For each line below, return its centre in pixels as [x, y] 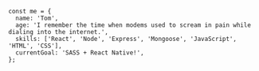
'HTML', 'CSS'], [35, 46]
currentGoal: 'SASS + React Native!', [80, 53]
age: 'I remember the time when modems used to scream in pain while [133, 25]
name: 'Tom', [37, 18]
